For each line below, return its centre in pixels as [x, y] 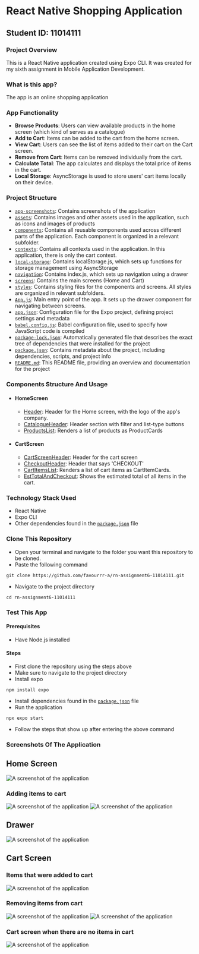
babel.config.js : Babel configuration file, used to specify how [91, 325]
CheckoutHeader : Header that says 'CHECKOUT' [84, 464]
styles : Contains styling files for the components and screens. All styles [103, 286]
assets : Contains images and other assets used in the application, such [102, 217]
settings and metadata [42, 318]
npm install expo [28, 690]
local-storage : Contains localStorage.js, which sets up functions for [98, 261]
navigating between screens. [50, 306]
